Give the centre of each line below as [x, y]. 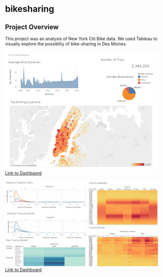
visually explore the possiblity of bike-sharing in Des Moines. [66, 44]
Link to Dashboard [24, 270]
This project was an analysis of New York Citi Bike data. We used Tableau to [81, 39]
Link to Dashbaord [24, 173]
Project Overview [32, 27]
